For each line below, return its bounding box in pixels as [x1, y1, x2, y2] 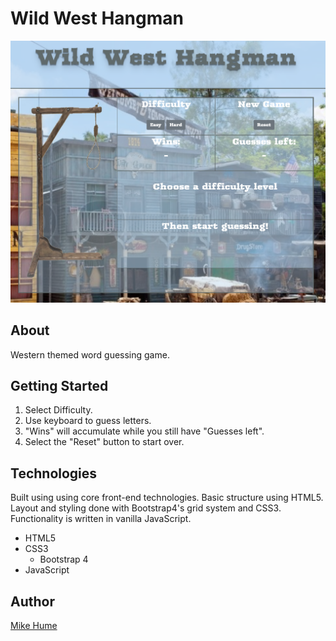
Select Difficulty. [24, 404, 93, 416]
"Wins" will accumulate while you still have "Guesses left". [24, 425, 265, 437]
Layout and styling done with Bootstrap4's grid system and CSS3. [10, 502, 282, 514]
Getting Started [10, 377, 109, 394]
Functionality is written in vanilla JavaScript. [10, 513, 192, 525]
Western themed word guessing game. [10, 348, 170, 361]
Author [10, 593, 55, 610]
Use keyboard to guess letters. [24, 415, 152, 427]
